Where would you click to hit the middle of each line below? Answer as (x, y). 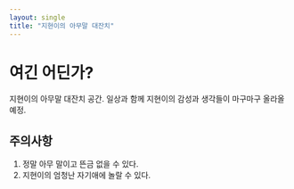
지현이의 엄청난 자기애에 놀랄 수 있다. (86, 176)
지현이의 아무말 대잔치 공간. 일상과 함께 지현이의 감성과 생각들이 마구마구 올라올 (147, 99)
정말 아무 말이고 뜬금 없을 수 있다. (80, 164)
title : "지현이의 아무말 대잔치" (62, 26)
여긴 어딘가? (52, 73)
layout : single (37, 17)
